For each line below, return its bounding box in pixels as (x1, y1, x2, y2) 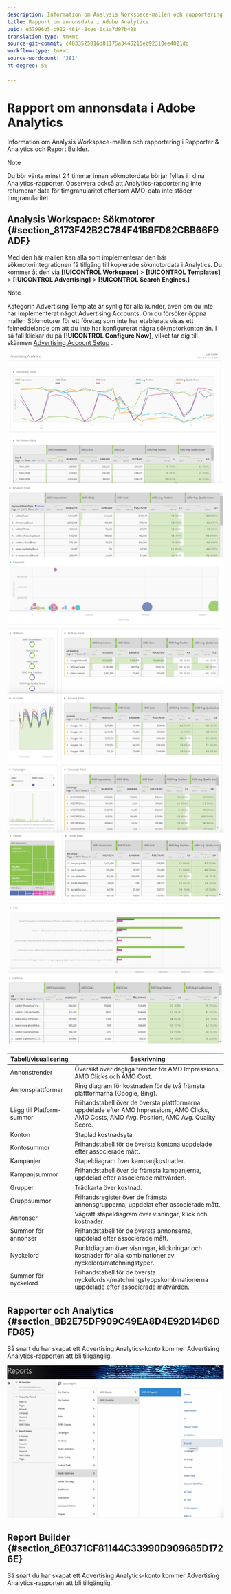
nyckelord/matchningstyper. (74, 1258, 155, 1267)
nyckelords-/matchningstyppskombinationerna (74, 1275, 208, 1283)
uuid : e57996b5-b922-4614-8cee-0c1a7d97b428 (7, 26, 137, 32)
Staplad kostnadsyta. (74, 1130, 134, 1138)
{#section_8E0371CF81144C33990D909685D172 (7, 1542, 223, 1554)
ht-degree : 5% (7, 62, 48, 69)
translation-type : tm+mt (7, 33, 78, 40)
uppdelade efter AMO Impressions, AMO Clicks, (74, 1106, 210, 1114)
